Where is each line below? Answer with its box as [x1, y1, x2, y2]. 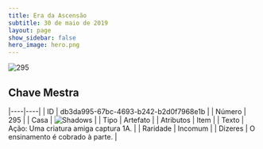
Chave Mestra [8, 86, 79, 99]
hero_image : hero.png [8, 41, 80, 49]
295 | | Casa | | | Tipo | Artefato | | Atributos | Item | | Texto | [8, 115, 245, 124]
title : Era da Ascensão [8, 11, 87, 20]
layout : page [8, 26, 52, 34]
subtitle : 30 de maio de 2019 [8, 19, 109, 27]
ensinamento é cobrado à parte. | [8, 132, 118, 141]
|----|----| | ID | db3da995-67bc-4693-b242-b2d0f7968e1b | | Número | [8, 106, 246, 116]
